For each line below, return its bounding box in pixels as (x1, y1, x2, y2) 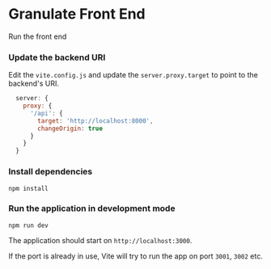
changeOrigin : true (37, 124, 104, 132)
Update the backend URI (8, 52, 106, 63)
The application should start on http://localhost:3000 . (8, 235, 193, 245)
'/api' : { (29, 109, 63, 117)
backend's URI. (8, 78, 59, 89)
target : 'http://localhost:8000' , (37, 116, 154, 125)
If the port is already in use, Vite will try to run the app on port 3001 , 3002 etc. (8, 251, 263, 261)
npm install (8, 184, 49, 192)
